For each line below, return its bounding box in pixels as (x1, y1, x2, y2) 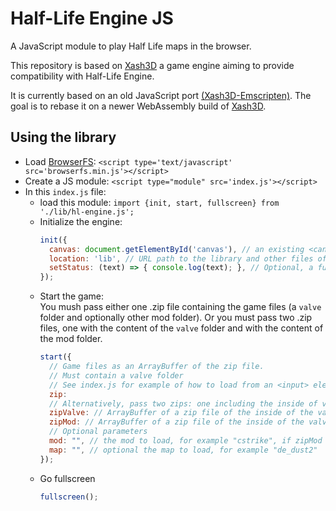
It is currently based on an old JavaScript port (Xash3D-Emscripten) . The (10, 89, 312, 101)
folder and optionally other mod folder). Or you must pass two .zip (39, 312, 313, 324)
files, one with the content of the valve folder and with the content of (39, 322, 324, 334)
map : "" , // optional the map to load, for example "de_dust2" (48, 445, 318, 455)
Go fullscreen (39, 472, 96, 484)
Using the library (10, 129, 117, 146)
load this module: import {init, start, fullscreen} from (39, 196, 280, 208)
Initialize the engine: (39, 215, 123, 227)
